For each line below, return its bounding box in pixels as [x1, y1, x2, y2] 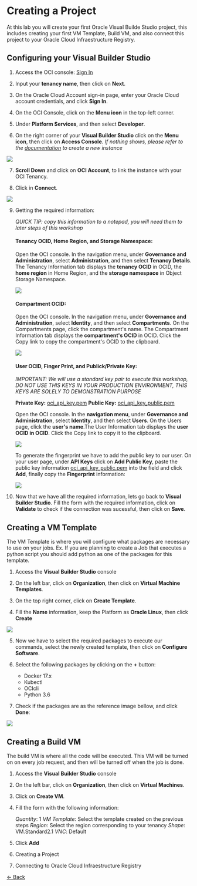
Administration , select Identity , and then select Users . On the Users [15, 417, 182, 424]
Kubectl [23, 679, 43, 686]
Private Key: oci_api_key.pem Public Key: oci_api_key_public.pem [15, 399, 175, 406]
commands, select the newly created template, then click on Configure [15, 644, 188, 651]
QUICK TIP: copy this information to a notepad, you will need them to [15, 218, 182, 225]
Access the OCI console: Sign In [15, 69, 93, 76]
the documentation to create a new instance [15, 144, 123, 151]
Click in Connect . [15, 184, 58, 191]
